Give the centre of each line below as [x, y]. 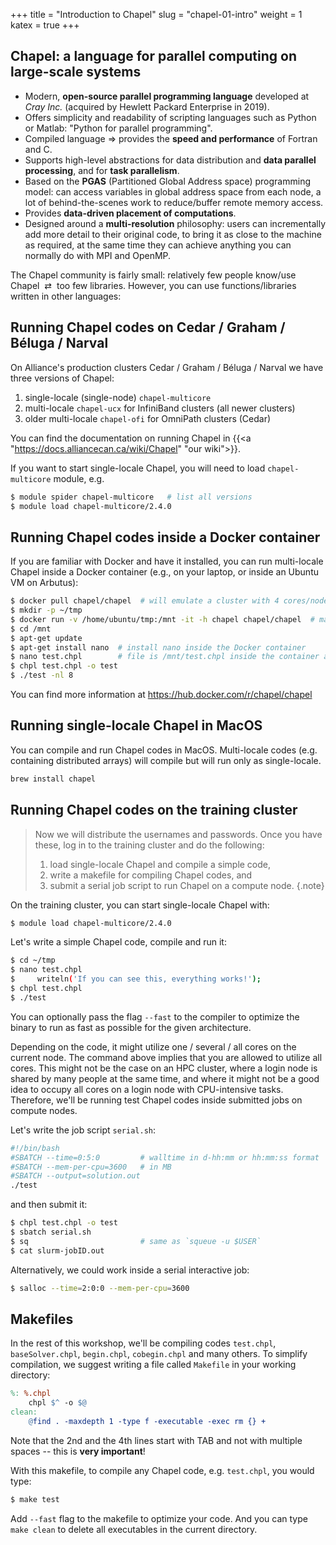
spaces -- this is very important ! [78, 1451]
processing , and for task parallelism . [102, 170]
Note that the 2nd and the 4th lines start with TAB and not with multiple [156, 1440]
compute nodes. [44, 1110]
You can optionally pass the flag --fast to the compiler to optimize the [155, 1016]
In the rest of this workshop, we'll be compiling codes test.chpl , [143, 1343]
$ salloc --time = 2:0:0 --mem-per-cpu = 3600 [100, 1288]
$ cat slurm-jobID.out [57, 1250]
